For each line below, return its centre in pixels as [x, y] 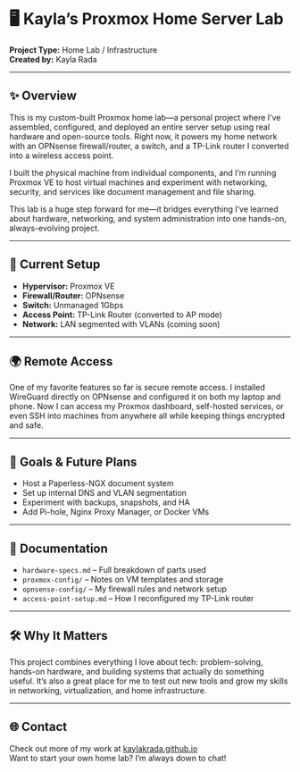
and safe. [26, 425]
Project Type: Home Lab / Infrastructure [83, 50]
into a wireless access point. [62, 155]
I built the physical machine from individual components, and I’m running [143, 172]
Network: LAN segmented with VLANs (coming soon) [121, 323]
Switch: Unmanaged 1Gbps [73, 305]
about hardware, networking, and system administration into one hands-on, [148, 218]
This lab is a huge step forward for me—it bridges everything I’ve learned [144, 209]
